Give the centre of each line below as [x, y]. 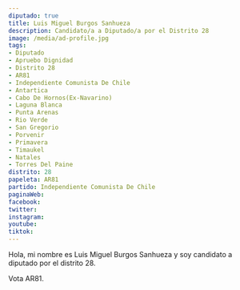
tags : [17, 46]
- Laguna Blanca [35, 105]
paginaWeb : [26, 194]
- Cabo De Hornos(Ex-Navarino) [60, 98]
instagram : [26, 217]
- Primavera [28, 142]
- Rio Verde [28, 120]
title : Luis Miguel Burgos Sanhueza [69, 23]
